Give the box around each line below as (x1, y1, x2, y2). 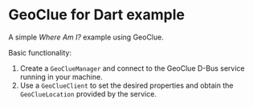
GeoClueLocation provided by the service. (19, 88, 157, 98)
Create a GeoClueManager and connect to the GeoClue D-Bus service (19, 63, 245, 73)
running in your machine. (19, 72, 103, 81)
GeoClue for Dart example (8, 6, 185, 24)
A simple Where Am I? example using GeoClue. (8, 32, 165, 42)
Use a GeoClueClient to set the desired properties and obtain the (19, 80, 234, 90)
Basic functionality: (8, 47, 72, 57)
